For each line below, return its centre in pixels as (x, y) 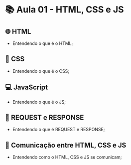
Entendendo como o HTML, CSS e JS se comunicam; (67, 157)
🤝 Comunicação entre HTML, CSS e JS (66, 145)
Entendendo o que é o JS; (39, 102)
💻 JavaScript (27, 87)
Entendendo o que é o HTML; (43, 43)
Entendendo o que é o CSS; (41, 71)
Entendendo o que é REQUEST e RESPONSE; (59, 130)
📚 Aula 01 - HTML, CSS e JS (65, 10)
